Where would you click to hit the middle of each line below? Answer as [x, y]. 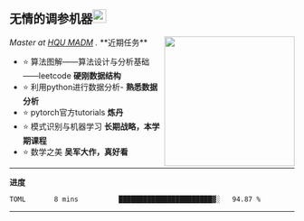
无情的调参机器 [51, 19]
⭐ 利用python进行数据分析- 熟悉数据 [90, 87]
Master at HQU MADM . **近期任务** [78, 42]
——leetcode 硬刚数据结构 [72, 75]
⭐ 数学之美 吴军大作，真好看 [75, 152]
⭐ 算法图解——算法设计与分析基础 [86, 61]
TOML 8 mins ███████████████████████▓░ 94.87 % [135, 199]
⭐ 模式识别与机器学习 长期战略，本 [87, 126]
